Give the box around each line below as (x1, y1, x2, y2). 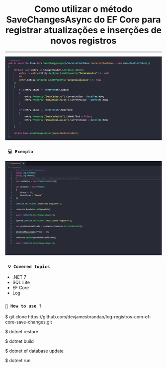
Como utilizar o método (34, 3, 133, 15)
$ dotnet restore (5, 328, 39, 334)
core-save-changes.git (5, 319, 52, 325)
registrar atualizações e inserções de (5, 25, 162, 36)
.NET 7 (12, 274, 26, 280)
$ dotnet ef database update (5, 348, 64, 354)
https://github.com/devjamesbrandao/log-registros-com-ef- (28, 313, 152, 319)
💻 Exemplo (7, 149, 33, 154)
